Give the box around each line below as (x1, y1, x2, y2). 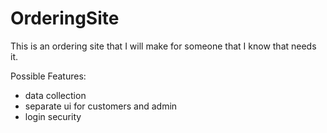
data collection (24, 89, 87, 101)
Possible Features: (10, 70, 87, 82)
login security (24, 110, 82, 122)
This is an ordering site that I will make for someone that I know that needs (10, 40, 317, 52)
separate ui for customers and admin (24, 100, 178, 112)
